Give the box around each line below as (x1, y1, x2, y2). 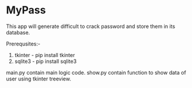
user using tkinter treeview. (6, 75, 71, 82)
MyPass (6, 3, 46, 17)
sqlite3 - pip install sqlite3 (14, 58, 77, 65)
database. (6, 29, 30, 36)
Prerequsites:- (6, 40, 41, 47)
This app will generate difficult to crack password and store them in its (6, 23, 176, 30)
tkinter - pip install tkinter (14, 51, 75, 58)
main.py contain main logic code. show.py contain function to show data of (6, 69, 187, 76)
